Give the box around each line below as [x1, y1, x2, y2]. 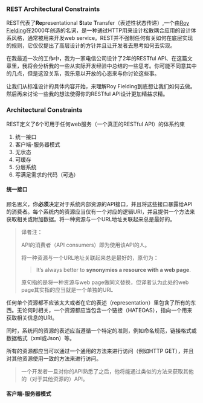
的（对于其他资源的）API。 [21, 375, 89, 382]
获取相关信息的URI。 [6, 314, 58, 321]
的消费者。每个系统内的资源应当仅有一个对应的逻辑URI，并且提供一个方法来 [6, 208, 195, 215]
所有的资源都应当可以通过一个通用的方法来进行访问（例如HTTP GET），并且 [6, 347, 195, 355]
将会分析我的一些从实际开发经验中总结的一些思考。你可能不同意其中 [27, 62, 197, 69]
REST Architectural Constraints [6, 5, 100, 13]
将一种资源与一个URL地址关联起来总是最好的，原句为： [21, 254, 159, 261]
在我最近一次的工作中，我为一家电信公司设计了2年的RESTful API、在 [6, 55, 177, 62]
